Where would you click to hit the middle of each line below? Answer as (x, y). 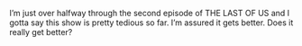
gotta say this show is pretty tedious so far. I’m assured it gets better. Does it (151, 23)
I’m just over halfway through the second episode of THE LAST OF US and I (150, 13)
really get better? (41, 32)
